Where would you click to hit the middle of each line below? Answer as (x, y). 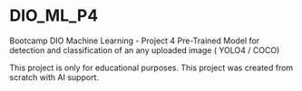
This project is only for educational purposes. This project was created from (151, 68)
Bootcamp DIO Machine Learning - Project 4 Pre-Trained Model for (135, 41)
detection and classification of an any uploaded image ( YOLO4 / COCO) (145, 50)
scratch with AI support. (54, 77)
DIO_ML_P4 (54, 16)
